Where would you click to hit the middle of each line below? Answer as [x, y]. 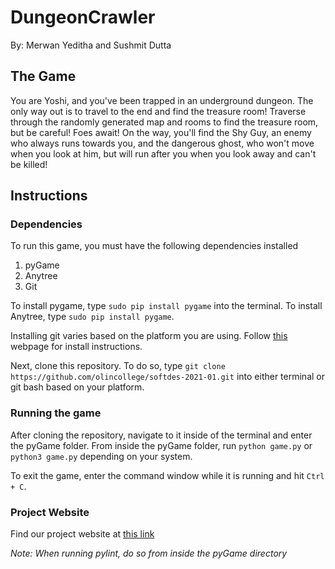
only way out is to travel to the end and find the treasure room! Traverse [158, 111]
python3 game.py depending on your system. [101, 456]
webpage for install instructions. [76, 347]
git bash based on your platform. [77, 387]
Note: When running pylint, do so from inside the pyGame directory [149, 553]
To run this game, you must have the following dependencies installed [154, 246]
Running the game [56, 413]
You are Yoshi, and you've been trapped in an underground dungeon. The [162, 100]
